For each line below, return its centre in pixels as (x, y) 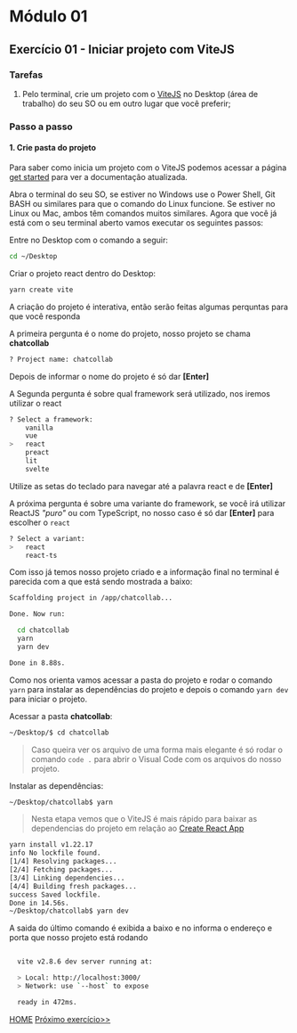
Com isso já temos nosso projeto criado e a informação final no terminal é (144, 572)
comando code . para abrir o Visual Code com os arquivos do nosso (156, 758)
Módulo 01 (48, 16)
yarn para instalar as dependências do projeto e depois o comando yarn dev (149, 689)
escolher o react (40, 522)
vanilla (39, 428)
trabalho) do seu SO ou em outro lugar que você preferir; (126, 103)
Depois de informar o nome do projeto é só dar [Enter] (109, 376)
